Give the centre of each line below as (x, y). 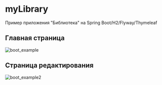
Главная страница (35, 38)
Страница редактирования (49, 66)
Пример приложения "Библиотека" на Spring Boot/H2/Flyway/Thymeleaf (81, 23)
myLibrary (27, 9)
